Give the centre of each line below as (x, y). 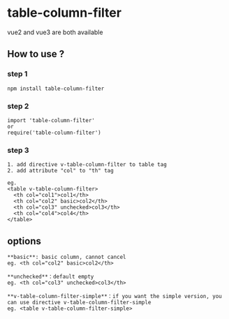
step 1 (17, 74)
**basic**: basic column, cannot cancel (67, 257)
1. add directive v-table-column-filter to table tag (87, 165)
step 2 (18, 106)
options (24, 241)
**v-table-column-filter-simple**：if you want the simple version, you (114, 297)
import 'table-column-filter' (51, 120)
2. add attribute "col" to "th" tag (60, 171)
